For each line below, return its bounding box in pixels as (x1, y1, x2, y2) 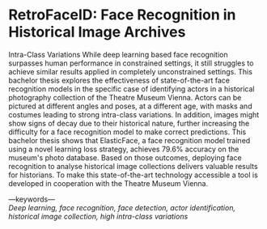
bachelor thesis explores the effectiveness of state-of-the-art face (8, 75, 231, 85)
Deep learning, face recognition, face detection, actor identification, (8, 202, 236, 212)
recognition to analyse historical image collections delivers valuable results (8, 161, 258, 171)
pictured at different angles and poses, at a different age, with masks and (8, 101, 252, 111)
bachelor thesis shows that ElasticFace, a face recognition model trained (8, 135, 251, 145)
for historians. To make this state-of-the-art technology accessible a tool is (8, 170, 259, 180)
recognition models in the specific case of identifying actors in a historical (8, 83, 255, 94)
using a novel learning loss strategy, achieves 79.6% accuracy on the (8, 144, 239, 154)
